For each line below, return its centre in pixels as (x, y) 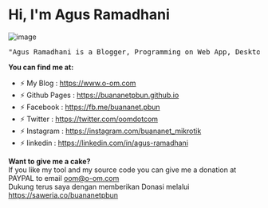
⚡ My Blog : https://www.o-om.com (78, 83)
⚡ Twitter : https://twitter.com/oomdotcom (89, 119)
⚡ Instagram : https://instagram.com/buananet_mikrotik (110, 131)
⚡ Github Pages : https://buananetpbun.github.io (99, 95)
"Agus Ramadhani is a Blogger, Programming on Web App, (120, 52)
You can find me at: (41, 67)
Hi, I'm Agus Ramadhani (89, 15)
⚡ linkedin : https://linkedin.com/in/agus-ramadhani (104, 143)
